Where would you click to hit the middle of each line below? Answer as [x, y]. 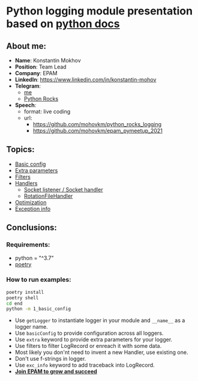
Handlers [26, 183]
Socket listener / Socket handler [63, 189]
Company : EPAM [36, 73]
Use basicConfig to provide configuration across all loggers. [89, 333]
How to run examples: [39, 279]
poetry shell [22, 298]
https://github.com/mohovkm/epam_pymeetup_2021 [98, 131]
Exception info [33, 209]
